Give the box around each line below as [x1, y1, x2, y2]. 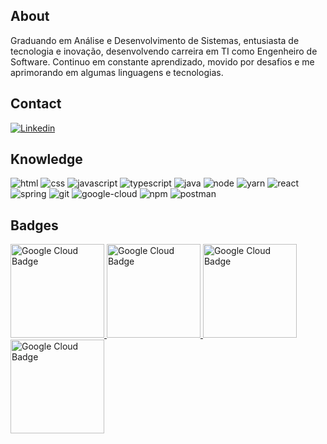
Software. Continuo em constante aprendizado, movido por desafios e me [10, 55, 315, 68]
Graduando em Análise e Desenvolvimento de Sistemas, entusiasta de [10, 34, 300, 46]
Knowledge [10, 151, 83, 168]
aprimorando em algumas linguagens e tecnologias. [10, 66, 224, 78]
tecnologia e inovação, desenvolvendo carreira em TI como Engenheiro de [10, 45, 318, 57]
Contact [10, 95, 62, 113]
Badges [10, 217, 59, 234]
